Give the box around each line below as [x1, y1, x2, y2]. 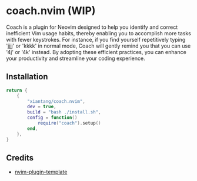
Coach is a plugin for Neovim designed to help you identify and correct [6, 24, 178, 31]
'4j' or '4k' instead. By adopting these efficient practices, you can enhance [6, 48, 186, 55]
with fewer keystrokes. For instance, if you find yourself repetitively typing [6, 36, 186, 43]
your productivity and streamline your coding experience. [6, 55, 145, 62]
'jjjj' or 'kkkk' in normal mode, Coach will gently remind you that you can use [6, 42, 191, 49]
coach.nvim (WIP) [6, 4, 96, 18]
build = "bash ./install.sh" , [27, 109, 101, 115]
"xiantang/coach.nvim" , [27, 98, 85, 104]
